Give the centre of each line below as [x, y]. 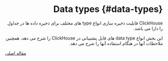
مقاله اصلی [16, 53]
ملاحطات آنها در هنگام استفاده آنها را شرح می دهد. [116, 43]
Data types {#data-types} [108, 9]
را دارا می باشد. [148, 28]
